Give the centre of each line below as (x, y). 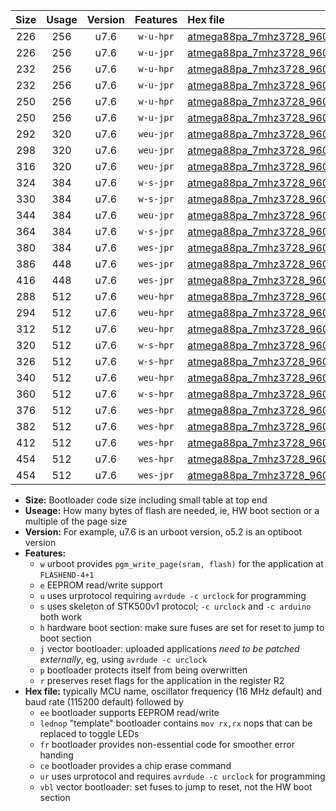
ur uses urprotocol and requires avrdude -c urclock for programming (182, 776)
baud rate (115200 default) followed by (104, 702)
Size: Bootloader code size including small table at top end (146, 500)
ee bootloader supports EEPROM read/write (129, 712)
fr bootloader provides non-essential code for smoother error (167, 744)
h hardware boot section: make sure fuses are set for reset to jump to (182, 627)
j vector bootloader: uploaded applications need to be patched (169, 648)
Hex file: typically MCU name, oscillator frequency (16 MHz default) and (173, 691)
